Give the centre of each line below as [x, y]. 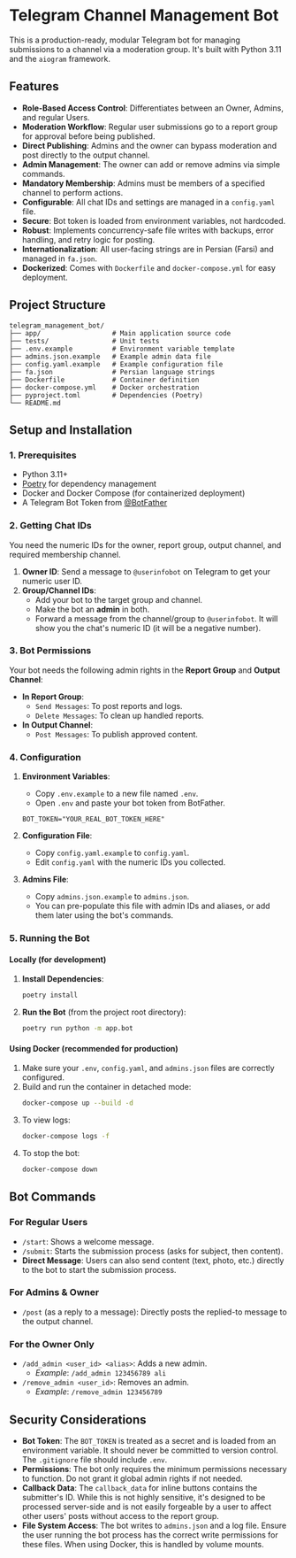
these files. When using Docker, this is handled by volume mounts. [143, 1544]
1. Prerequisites [43, 455]
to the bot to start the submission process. [99, 1269]
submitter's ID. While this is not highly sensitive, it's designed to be [144, 1497]
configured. [43, 1077]
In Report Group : [53, 697]
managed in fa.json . [60, 258]
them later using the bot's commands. [104, 915]
